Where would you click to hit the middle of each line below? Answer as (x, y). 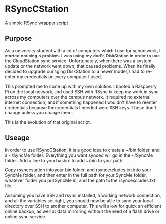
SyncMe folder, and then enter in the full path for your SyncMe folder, (76, 175)
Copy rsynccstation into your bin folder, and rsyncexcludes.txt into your (78, 170)
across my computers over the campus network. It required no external (78, 97)
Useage (17, 138)
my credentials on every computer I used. (59, 77)
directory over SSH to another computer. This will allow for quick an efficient (83, 206)
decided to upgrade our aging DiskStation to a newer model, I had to (75, 71)
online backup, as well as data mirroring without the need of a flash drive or (82, 211)
